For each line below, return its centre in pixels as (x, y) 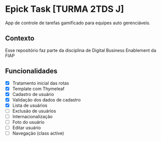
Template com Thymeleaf (38, 89)
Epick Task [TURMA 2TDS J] (65, 9)
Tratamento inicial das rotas (41, 83)
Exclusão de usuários (34, 111)
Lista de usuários (30, 105)
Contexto (20, 38)
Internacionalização (32, 116)
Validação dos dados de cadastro (46, 99)
